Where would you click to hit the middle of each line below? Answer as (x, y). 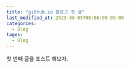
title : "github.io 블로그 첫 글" (46, 12)
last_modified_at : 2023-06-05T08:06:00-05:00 (65, 18)
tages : (15, 35)
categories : (21, 23)
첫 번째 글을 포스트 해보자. (37, 59)
